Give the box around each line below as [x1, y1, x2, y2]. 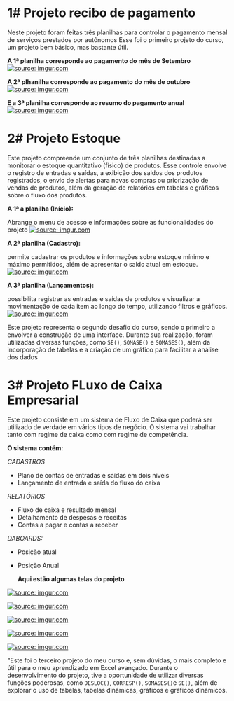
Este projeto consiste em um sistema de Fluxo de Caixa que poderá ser [7, 415, 213, 424]
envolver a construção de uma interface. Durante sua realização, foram [7, 331, 213, 339]
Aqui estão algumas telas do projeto [17, 574, 125, 583]
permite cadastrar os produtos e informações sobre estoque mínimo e [7, 252, 210, 261]
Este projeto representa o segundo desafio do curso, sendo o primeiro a [7, 323, 216, 331]
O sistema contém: [7, 443, 64, 452]
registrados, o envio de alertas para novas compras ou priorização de [7, 176, 209, 184]
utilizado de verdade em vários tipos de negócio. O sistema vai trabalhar [7, 422, 216, 431]
